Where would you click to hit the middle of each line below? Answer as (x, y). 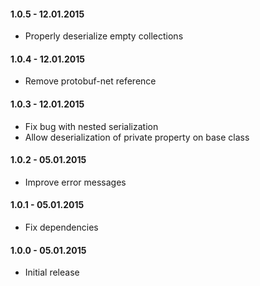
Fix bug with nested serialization (91, 126)
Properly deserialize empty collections (104, 36)
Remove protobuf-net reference (90, 81)
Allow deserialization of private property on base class (137, 137)
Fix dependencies (61, 227)
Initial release (52, 272)
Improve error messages (75, 182)
